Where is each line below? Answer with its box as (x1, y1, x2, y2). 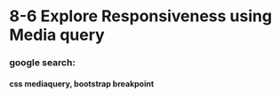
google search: (9, 57, 76, 69)
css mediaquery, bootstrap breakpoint (9, 78, 155, 89)
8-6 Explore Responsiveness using (9, 6, 273, 26)
